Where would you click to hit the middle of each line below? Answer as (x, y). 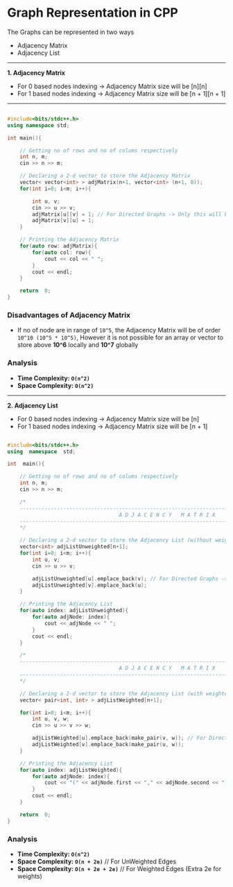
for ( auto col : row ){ (62, 252)
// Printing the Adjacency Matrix (69, 240)
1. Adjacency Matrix (36, 73)
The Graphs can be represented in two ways (71, 32)
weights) (30, 876)
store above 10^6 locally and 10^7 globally (78, 345)
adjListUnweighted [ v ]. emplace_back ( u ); (90, 585)
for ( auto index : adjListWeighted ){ (71, 770)
